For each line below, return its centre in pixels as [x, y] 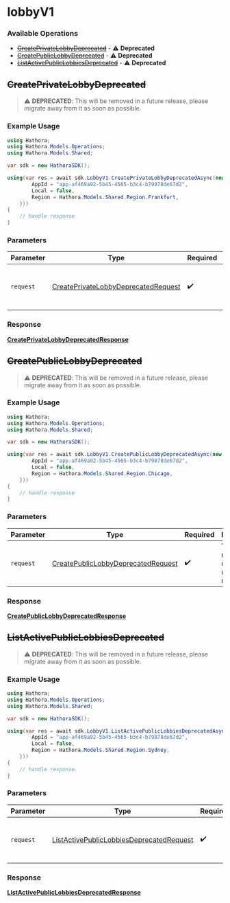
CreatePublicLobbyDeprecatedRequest [115, 563]
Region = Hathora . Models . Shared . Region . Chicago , [102, 473]
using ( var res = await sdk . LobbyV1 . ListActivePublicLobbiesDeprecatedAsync [117, 731]
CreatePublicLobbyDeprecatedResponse [67, 616]
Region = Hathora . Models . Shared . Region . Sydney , [101, 750]
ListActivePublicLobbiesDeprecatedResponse [74, 893]
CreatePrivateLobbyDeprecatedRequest [116, 287]
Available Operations [43, 34]
